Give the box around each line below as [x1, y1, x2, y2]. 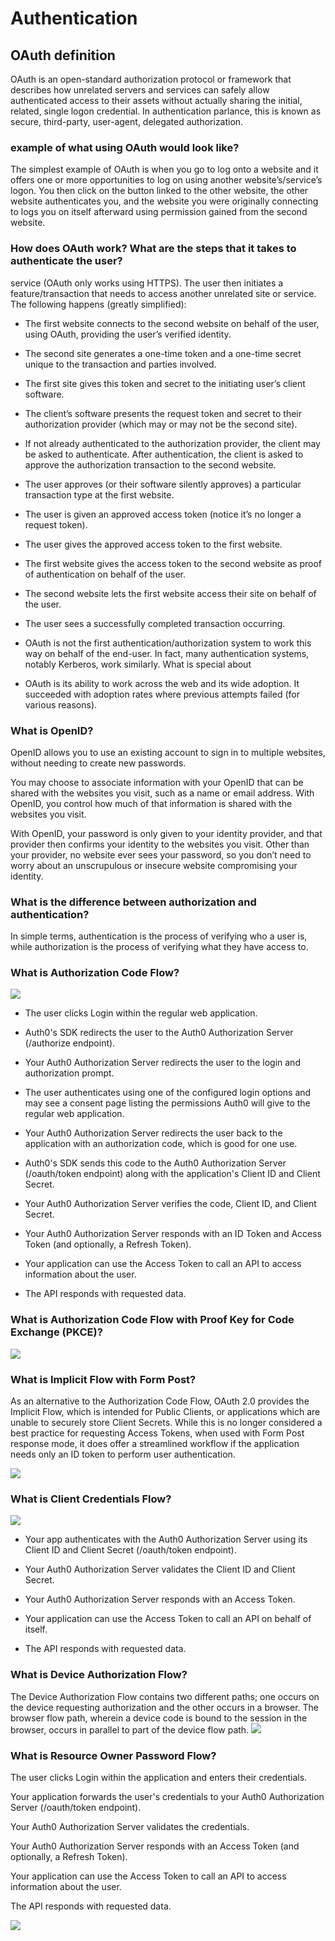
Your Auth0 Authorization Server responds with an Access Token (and [10, 1840, 300, 1852]
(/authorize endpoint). [24, 1037, 116, 1049]
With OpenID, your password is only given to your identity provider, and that [10, 827, 323, 839]
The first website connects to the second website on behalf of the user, [24, 317, 320, 329]
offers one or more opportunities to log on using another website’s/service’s [10, 174, 323, 186]
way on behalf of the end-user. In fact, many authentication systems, [24, 647, 310, 659]
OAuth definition [10, 47, 116, 64]
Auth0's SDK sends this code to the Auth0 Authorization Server [24, 1157, 287, 1169]
